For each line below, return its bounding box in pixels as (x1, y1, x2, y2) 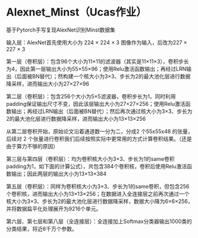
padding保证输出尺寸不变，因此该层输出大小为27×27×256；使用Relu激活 (6, 100, 186, 107)
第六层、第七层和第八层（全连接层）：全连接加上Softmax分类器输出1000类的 (6, 218, 192, 225)
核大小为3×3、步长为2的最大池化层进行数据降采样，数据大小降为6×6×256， (6, 198, 193, 205)
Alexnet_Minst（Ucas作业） (6, 5, 147, 19)
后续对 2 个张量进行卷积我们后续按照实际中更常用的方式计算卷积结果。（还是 (6, 135, 192, 142)
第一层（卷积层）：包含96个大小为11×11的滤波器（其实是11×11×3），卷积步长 (6, 58, 189, 65)
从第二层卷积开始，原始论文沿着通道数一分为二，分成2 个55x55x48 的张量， (6, 127, 193, 134)
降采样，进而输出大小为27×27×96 (6, 80, 89, 87)
